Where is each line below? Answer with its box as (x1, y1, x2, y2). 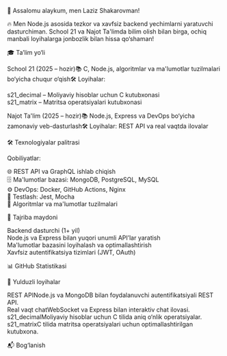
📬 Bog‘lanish (7, 341, 46, 349)
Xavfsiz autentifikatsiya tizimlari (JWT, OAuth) (7, 249, 136, 256)
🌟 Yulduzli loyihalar (7, 278, 61, 285)
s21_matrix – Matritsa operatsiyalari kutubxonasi (7, 98, 142, 106)
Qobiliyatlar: (7, 154, 41, 162)
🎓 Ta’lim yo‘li (7, 49, 46, 56)
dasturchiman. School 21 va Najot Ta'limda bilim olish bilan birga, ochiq (7, 27, 207, 36)
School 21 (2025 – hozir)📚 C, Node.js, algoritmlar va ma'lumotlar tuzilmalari (7, 65, 221, 73)
